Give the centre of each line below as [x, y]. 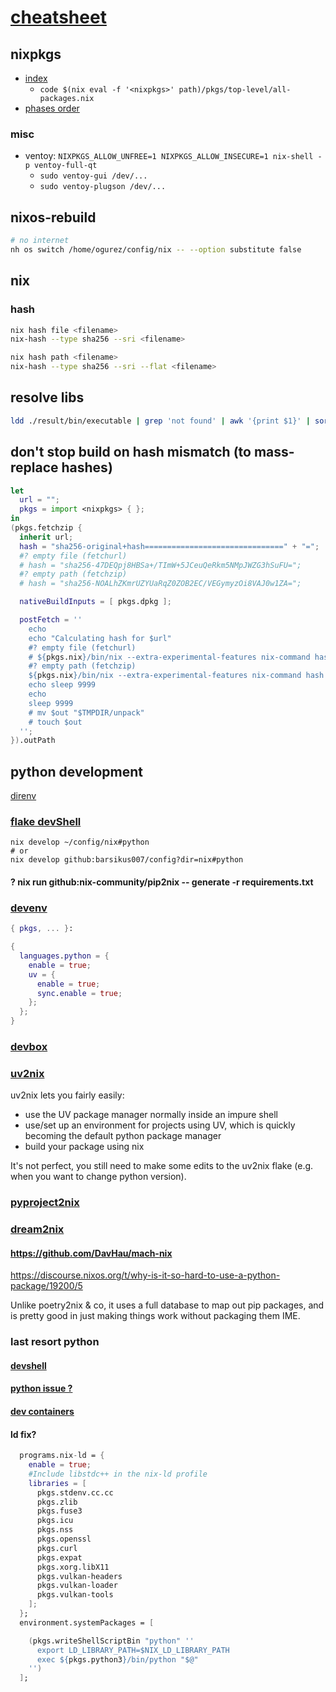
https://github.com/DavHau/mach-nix [91, 1253]
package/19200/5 [46, 1286]
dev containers [42, 1412]
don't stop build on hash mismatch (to [131, 452]
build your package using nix [84, 1147]
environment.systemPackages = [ [87, 1622]
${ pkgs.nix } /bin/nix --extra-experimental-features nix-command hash [176, 676]
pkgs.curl [57, 1548]
